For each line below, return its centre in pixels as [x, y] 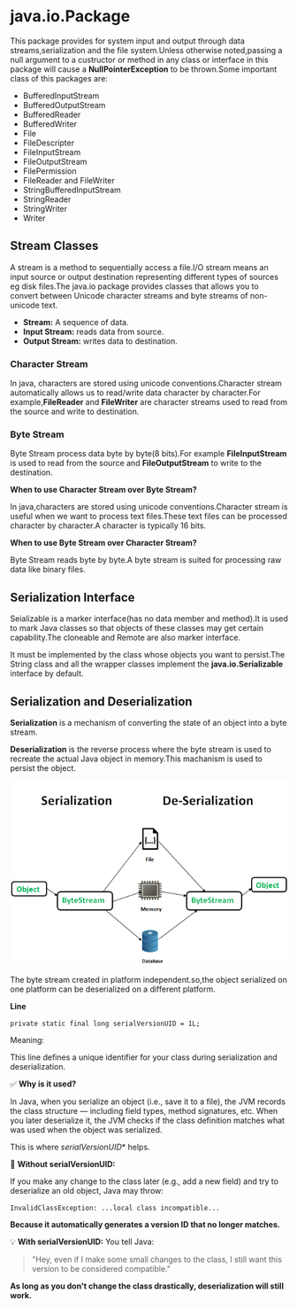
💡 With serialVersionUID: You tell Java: [82, 1242]
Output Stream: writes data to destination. [100, 341]
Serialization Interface [72, 597]
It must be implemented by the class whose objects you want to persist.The [148, 655]
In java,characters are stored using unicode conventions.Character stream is [149, 507]
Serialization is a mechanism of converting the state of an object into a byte [148, 722]
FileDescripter [48, 143]
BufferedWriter [50, 124]
